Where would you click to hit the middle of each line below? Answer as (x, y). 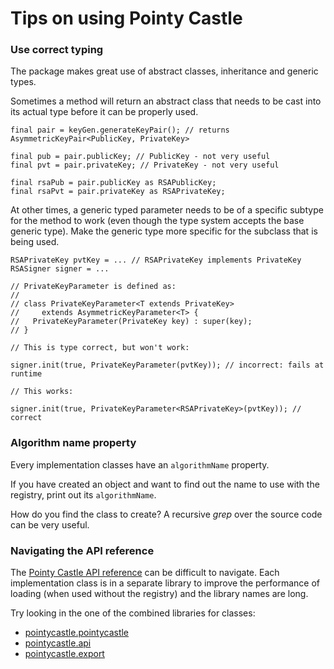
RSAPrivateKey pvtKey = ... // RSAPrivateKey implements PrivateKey (156, 260)
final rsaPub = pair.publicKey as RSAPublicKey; (113, 183)
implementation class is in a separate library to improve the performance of (165, 583)
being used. (35, 242)
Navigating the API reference (82, 550)
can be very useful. (50, 524)
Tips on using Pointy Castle (126, 18)
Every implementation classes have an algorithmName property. (140, 464)
